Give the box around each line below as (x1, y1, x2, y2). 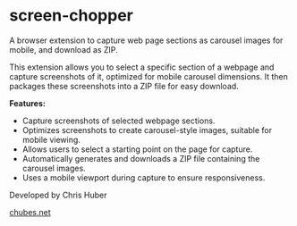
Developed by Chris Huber (9, 189, 107, 200)
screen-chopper (9, 5, 134, 26)
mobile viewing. (21, 134, 81, 145)
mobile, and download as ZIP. (9, 44, 118, 54)
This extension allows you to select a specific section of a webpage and (9, 62, 275, 72)
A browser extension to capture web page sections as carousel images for (9, 35, 284, 46)
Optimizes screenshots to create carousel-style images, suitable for (21, 124, 273, 135)
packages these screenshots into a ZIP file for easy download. (9, 80, 239, 91)
